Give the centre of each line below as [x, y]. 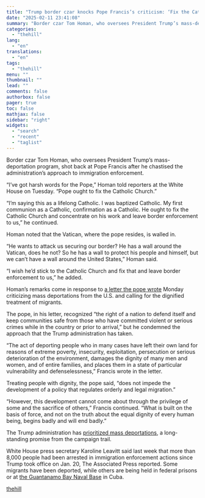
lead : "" [17, 86]
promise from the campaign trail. [70, 439]
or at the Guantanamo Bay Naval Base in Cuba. [65, 477]
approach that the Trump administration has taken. [70, 333]
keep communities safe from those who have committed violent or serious [99, 320]
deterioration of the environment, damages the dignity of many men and [97, 358]
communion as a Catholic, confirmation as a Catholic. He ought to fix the [98, 209]
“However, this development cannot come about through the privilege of [97, 401]
